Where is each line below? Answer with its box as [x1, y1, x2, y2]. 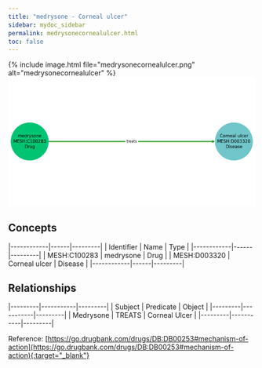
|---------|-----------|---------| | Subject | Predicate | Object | [8, 302, 209, 312]
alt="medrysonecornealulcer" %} [8, 68, 116, 78]
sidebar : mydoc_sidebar [8, 20, 86, 29]
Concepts [8, 221, 57, 235]
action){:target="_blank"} [8, 351, 90, 360]
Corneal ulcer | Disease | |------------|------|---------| [8, 259, 185, 268]
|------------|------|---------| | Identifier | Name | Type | [8, 242, 190, 251]
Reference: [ [8, 334, 49, 344]
